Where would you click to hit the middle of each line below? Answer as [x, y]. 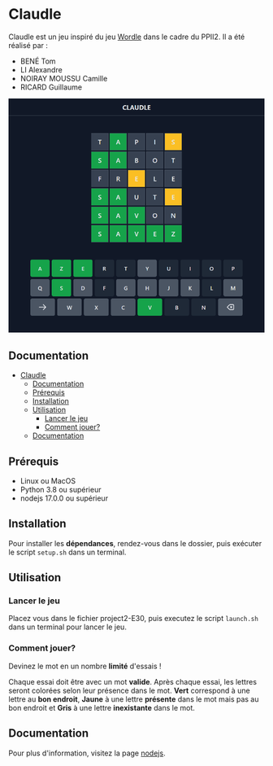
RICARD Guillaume [51, 87]
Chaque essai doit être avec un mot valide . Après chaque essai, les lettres [133, 681]
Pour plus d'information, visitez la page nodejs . [87, 753]
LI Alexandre [41, 69]
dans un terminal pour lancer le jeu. [68, 627]
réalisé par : [28, 45]
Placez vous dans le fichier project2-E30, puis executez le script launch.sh [133, 619]
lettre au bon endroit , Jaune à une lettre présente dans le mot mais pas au [134, 699]
